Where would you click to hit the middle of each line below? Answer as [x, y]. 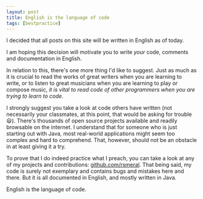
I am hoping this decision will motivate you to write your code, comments [98, 52]
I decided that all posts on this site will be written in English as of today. [95, 41]
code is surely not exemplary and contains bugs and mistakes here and [95, 171]
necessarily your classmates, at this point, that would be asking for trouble [99, 114]
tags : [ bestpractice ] [34, 23]
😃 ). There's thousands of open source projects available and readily [92, 121]
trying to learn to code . [35, 96]
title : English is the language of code [58, 18]
